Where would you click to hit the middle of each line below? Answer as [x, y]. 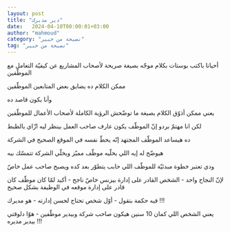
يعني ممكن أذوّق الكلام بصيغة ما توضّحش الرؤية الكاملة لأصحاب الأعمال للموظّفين [111, 113]
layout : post [26, 13]
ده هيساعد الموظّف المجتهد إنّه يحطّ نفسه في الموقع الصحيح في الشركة [99, 139]
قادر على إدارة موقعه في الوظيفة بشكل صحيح [66, 187]
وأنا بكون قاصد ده [30, 99]
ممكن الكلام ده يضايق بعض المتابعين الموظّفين [66, 86]
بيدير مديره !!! [25, 221]
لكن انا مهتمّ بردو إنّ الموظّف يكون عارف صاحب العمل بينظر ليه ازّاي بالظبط [104, 126]
